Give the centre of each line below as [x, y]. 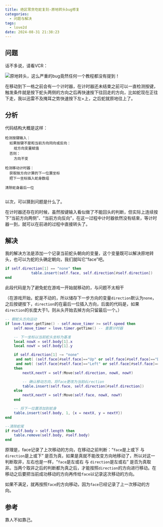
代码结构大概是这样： [26, 128]
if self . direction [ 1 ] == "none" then [43, 269]
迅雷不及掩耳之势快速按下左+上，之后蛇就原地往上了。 [81, 98]
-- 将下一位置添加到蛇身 [35, 408]
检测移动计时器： [20, 168]
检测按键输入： [18, 138]
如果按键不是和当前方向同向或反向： [40, 143]
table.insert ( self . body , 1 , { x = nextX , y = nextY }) [68, 413]
